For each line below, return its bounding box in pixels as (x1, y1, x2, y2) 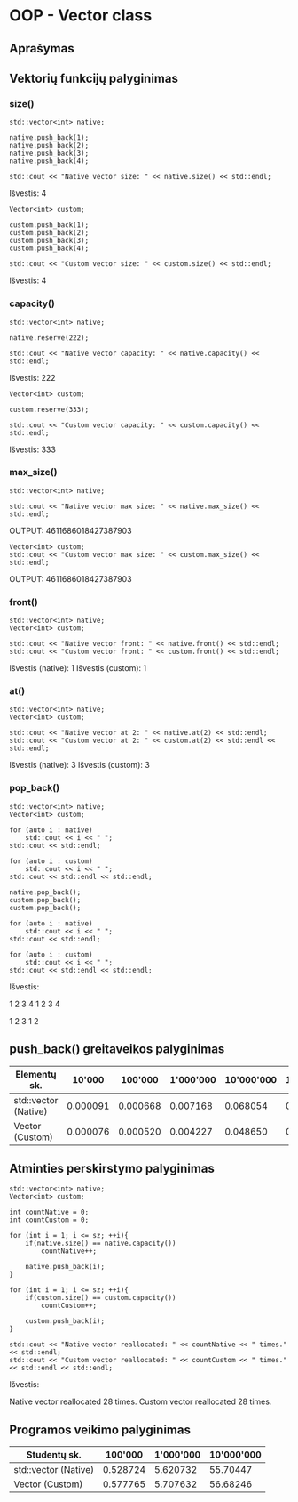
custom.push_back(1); (9, 221, 90, 230)
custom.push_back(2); (9, 229, 90, 238)
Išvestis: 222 (9, 372, 56, 383)
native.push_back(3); (9, 149, 90, 158)
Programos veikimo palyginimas (9, 1422, 191, 1437)
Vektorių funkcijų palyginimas (9, 70, 179, 85)
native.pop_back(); (9, 887, 82, 897)
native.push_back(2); (9, 141, 90, 150)
